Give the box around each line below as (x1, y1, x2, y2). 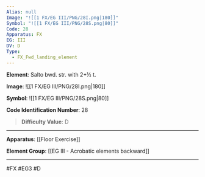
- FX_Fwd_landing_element (12, 54, 78, 60)
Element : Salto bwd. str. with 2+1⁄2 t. (6, 71, 96, 78)
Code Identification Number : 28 (6, 106, 88, 113)
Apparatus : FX (6, 32, 43, 38)
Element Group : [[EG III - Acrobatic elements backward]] (6, 147, 149, 154)
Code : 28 (6, 26, 29, 32)
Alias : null (6, 9, 37, 15)
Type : (6, 49, 20, 55)
